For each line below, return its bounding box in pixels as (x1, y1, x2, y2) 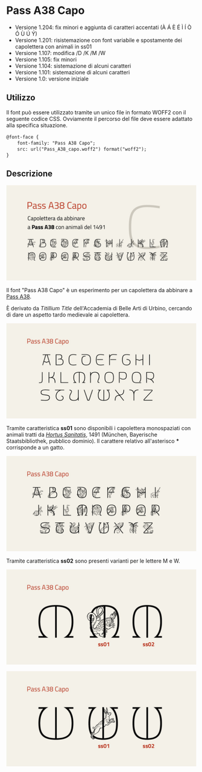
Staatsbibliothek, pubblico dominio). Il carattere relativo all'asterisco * (6, 437, 180, 445)
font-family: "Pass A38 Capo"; (17, 140, 96, 146)
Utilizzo (6, 93, 36, 103)
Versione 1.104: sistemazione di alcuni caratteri (14, 62, 131, 70)
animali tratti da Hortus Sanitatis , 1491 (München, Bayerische (6, 431, 158, 438)
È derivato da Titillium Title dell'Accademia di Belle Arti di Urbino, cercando (6, 304, 192, 312)
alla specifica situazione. (6, 122, 68, 129)
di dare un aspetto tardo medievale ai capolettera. (6, 311, 130, 318)
